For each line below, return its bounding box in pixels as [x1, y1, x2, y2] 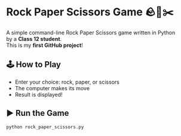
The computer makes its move [14, 84, 90, 91]
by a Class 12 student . [6, 35, 62, 42]
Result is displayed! [14, 91, 63, 98]
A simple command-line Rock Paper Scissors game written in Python [6, 29, 176, 36]
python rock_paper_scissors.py [6, 124, 84, 130]
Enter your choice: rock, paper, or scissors [14, 78, 119, 86]
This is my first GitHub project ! [6, 42, 84, 49]
